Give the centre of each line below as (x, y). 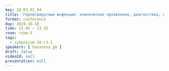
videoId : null (20, 56)
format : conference (26, 19)
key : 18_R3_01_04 (23, 10)
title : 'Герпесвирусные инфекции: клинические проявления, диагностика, (83, 14)
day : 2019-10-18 (22, 24)
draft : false (19, 51)
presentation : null (26, 61)
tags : (11, 38)
